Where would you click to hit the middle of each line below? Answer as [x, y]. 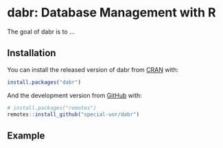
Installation [32, 53]
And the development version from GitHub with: [74, 95]
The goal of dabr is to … [41, 32]
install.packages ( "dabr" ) [44, 82]
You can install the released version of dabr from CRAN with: [93, 69]
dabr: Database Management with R [111, 13]
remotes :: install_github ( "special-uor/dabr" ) [73, 114]
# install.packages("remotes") [52, 108]
